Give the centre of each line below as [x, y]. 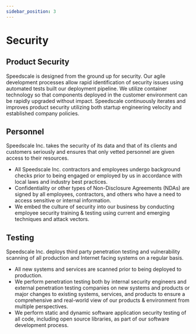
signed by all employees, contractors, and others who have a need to [98, 194]
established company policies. [43, 113]
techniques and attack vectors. [52, 219]
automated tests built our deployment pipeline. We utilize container [87, 88]
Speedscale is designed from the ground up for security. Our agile [86, 76]
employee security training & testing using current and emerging [92, 213]
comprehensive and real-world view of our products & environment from [102, 300]
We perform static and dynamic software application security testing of [100, 313]
